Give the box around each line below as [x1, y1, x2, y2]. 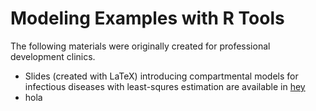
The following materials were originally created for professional [10, 40, 271, 52]
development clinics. [10, 50, 96, 62]
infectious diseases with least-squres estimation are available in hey [24, 80, 306, 92]
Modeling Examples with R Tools [10, 7, 285, 30]
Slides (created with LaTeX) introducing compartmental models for [24, 70, 299, 82]
